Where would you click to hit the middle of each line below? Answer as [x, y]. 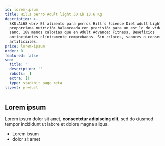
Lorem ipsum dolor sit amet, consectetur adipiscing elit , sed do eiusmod [79, 119]
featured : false [22, 55]
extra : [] [19, 78]
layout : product [22, 87]
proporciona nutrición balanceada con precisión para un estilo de [80, 28]
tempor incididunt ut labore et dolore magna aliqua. [57, 124]
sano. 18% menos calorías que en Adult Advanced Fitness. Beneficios [82, 32]
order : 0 [14, 51]
